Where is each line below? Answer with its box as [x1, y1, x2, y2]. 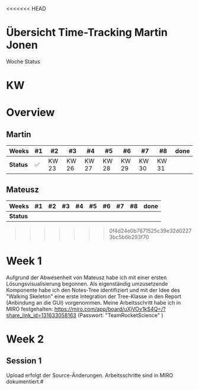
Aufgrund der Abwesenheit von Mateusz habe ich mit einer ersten [6, 274, 167, 281]
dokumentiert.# [6, 378, 44, 385]
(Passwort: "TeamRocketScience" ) [78, 311, 164, 319]
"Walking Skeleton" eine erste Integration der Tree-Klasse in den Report [6, 293, 182, 300]
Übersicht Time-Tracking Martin [6, 26, 168, 39]
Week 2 [6, 333, 44, 346]
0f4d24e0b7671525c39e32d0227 [109, 227, 192, 234]
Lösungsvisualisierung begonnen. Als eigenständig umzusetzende [6, 280, 168, 287]
